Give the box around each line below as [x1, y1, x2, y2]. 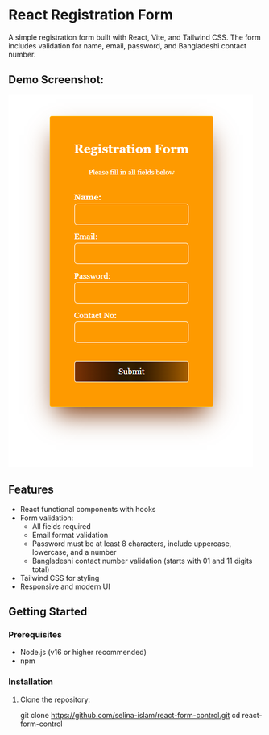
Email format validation [31, 530, 109, 540]
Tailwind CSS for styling [19, 573, 100, 582]
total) [31, 564, 50, 574]
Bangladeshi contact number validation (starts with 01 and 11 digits [31, 556, 253, 565]
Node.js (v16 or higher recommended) [19, 648, 147, 657]
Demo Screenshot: [8, 73, 105, 86]
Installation [8, 676, 54, 687]
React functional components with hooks [19, 504, 156, 514]
